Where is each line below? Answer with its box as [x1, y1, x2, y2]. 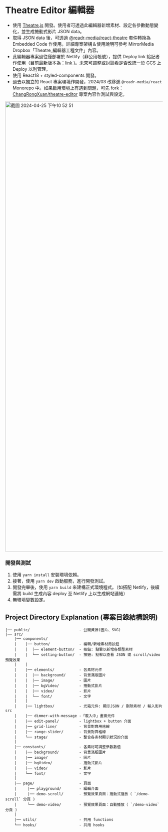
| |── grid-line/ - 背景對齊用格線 [14, 724, 110, 729]
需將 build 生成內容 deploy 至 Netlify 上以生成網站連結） [12, 591, 128, 597]
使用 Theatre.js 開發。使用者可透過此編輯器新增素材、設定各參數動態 [12, 22, 154, 28]
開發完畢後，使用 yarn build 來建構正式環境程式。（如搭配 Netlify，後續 [12, 584, 160, 590]
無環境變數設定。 [12, 597, 48, 603]
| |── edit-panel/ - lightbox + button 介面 [14, 719, 131, 724]
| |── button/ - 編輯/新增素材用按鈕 [14, 642, 119, 647]
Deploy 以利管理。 [12, 66, 50, 72]
